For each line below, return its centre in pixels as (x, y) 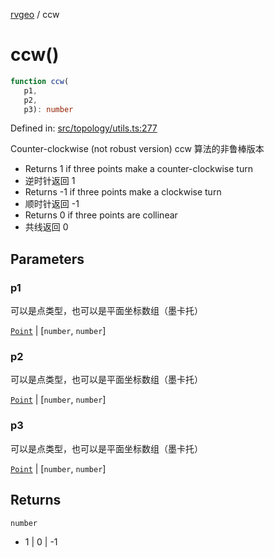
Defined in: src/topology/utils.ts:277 (84, 128)
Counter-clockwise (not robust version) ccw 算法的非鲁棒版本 (137, 149)
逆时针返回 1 (50, 181)
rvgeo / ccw (35, 14)
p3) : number (48, 109)
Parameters (47, 259)
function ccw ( (40, 81)
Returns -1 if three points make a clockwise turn (123, 192)
